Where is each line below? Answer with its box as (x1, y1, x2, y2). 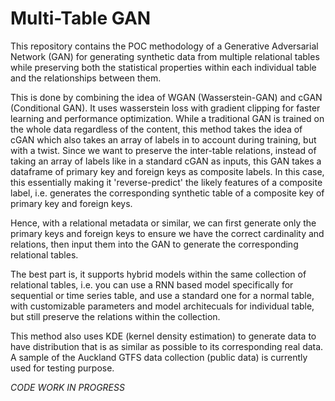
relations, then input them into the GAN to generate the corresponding (10, 238, 299, 250)
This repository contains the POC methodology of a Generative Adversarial (10, 40, 319, 52)
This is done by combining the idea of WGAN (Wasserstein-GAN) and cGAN (10, 91, 323, 103)
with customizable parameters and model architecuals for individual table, (10, 300, 315, 312)
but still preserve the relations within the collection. (10, 310, 221, 322)
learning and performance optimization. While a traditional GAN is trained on (10, 112, 325, 124)
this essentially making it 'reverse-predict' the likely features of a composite (10, 176, 323, 188)
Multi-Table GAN (10, 7, 152, 30)
